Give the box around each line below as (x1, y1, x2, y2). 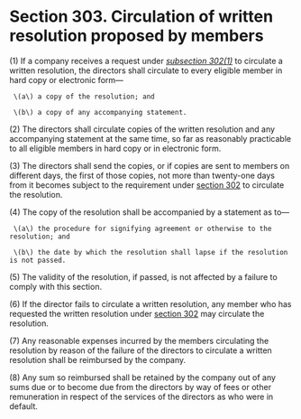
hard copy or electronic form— (9, 74, 124, 85)
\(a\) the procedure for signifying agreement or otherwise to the (13, 224, 272, 233)
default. (9, 400, 39, 412)
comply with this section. (9, 281, 102, 292)
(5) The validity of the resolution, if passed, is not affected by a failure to (9, 271, 278, 282)
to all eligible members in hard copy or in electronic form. (9, 143, 222, 154)
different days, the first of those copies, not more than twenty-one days (9, 170, 276, 181)
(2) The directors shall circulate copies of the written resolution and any (9, 124, 276, 135)
